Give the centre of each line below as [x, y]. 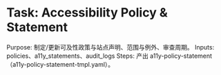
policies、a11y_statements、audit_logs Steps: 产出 [78, 56]
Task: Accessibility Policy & [87, 13]
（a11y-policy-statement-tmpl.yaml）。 [60, 64]
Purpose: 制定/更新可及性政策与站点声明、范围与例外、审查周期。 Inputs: [110, 47]
